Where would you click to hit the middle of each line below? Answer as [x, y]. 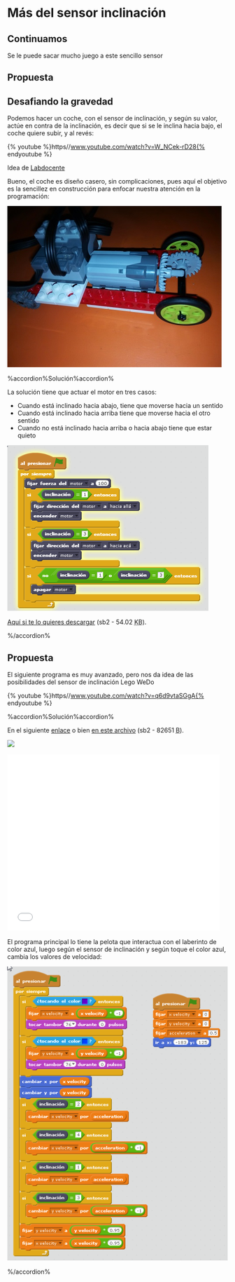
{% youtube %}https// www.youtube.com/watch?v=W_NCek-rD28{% [106, 147]
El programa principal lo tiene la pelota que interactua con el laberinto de [112, 942]
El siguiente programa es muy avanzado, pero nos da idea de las [100, 675]
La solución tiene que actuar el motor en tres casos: [82, 392]
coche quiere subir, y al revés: [51, 133]
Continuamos [37, 39]
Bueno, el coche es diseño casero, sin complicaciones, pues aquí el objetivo [117, 182]
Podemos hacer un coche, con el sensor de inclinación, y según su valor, [113, 118]
